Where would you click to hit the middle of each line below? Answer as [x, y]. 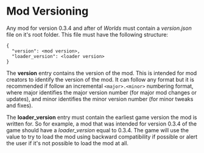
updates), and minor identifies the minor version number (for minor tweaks [100, 99]
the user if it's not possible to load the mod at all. [68, 143]
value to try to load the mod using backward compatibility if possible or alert [102, 137]
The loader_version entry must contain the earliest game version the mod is [102, 117]
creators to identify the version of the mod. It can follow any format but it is [100, 79]
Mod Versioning [47, 11]
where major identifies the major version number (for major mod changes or [101, 92]
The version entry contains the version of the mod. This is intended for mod [102, 73]
